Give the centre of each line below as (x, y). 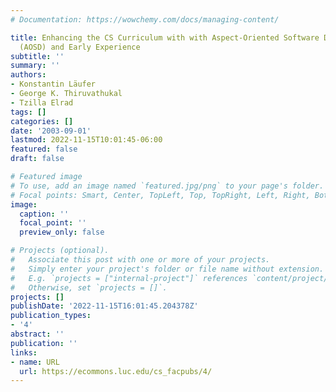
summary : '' (35, 66)
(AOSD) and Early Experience (80, 47)
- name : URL (35, 362)
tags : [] (28, 112)
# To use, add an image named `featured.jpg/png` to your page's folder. (167, 186)
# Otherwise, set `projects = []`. (89, 287)
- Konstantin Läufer (53, 84)
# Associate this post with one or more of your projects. (140, 260)
